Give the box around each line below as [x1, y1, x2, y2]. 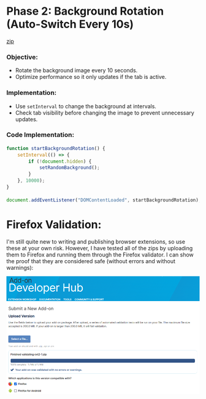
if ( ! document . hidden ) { [28, 158, 92, 165]
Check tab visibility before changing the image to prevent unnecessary [15, 109, 194, 116]
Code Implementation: [6, 130, 75, 139]
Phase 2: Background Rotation [6, 4, 164, 18]
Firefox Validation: [6, 217, 102, 231]
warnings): [6, 264, 34, 271]
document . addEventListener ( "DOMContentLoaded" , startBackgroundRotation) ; [6, 197, 202, 203]
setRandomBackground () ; [39, 165, 100, 171]
